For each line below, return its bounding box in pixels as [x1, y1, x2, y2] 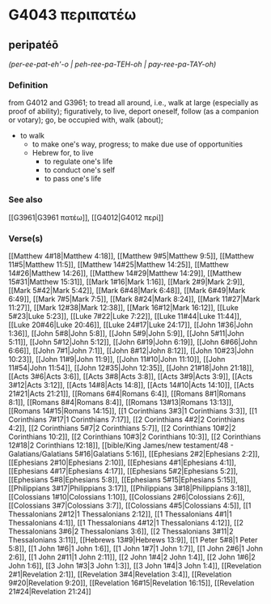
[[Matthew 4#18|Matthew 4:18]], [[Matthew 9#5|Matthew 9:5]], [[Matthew [8, 251, 255, 261]
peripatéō [8, 38, 59, 52]
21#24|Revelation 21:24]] [8, 586, 91, 596]
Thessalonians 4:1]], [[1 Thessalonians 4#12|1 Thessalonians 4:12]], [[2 [8, 517, 244, 527]
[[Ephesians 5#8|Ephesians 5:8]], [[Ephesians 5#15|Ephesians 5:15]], [8, 474, 239, 484]
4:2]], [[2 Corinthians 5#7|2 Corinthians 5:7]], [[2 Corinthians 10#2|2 [8, 423, 236, 432]
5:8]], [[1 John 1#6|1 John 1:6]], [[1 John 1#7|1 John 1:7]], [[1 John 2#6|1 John [8, 543, 264, 553]
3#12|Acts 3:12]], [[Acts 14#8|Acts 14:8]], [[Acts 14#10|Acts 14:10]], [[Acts [8, 380, 255, 389]
